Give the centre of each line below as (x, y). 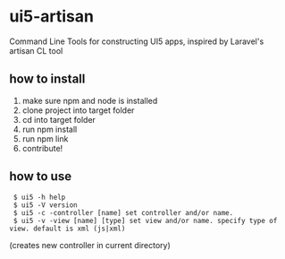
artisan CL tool (36, 50)
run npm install (50, 129)
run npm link (45, 138)
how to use (41, 177)
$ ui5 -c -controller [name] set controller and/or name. (123, 212)
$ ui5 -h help (39, 197)
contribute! (42, 148)
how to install (47, 79)
